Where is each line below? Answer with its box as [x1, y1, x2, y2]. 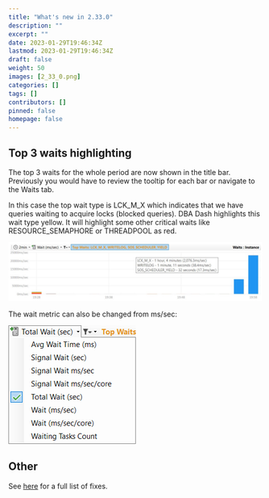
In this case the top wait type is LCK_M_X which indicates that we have [8, 200, 244, 210]
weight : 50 [8, 65, 45, 73]
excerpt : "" [8, 30, 48, 38]
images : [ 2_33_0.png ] [8, 73, 81, 81]
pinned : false [8, 107, 56, 115]
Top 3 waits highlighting [8, 146, 132, 160]
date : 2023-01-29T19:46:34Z [8, 39, 103, 47]
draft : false [8, 56, 52, 64]
